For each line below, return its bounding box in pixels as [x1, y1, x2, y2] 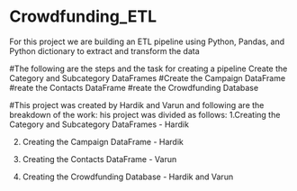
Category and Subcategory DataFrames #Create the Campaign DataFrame [9, 72, 286, 83]
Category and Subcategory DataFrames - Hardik [9, 119, 189, 130]
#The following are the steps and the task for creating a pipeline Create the [9, 63, 288, 74]
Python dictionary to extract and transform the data [9, 45, 200, 56]
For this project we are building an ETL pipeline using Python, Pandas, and [9, 36, 285, 47]
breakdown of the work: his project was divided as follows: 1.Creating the [9, 109, 281, 120]
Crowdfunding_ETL [9, 6, 157, 27]
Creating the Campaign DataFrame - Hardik [22, 136, 184, 147]
